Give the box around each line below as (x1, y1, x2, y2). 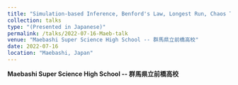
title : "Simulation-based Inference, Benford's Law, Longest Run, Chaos (7, 10, 227, 18)
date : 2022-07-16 (7, 43, 59, 50)
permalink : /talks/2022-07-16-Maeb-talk (7, 30, 129, 37)
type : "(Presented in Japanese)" (7, 23, 106, 30)
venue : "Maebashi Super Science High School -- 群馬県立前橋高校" (7, 37, 199, 44)
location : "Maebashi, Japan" (7, 50, 93, 57)
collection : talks (7, 17, 62, 24)
